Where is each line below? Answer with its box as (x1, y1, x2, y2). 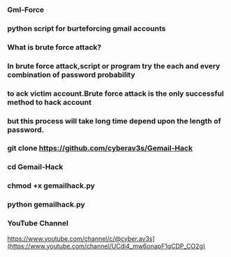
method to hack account (7, 97, 92, 107)
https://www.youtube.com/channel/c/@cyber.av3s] (7, 234, 155, 242)
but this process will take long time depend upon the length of (7, 116, 221, 126)
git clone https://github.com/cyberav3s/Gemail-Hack (7, 143, 193, 153)
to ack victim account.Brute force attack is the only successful (7, 89, 225, 98)
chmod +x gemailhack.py (7, 181, 96, 191)
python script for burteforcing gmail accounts (7, 23, 166, 33)
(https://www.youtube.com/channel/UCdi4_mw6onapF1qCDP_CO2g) (7, 242, 206, 250)
